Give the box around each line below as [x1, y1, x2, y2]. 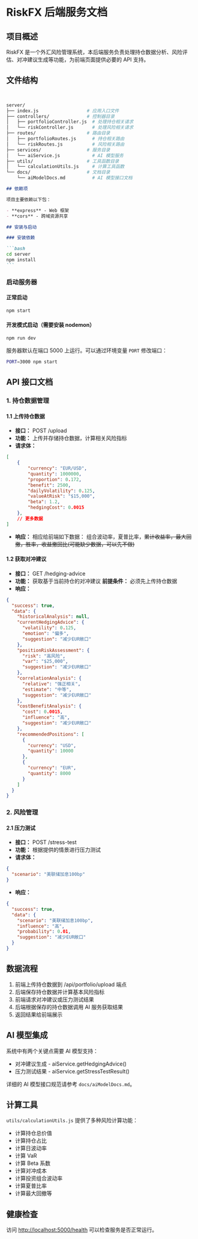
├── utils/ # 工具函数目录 [6, 158, 119, 164]
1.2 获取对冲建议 [6, 555, 47, 563]
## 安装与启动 [6, 224, 37, 230]
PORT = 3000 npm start [6, 359, 58, 365]
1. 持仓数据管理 [6, 397, 50, 405]
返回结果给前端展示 [14, 1011, 63, 1018]
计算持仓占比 [14, 1137, 47, 1144]
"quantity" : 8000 [28, 770, 71, 777]
